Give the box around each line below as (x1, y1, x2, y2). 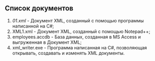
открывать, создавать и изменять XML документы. (12, 50, 125, 56)
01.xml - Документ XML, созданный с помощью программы (12, 17, 144, 23)
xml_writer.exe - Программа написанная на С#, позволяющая (12, 44, 147, 50)
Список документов (5, 4, 74, 13)
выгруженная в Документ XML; (12, 39, 82, 45)
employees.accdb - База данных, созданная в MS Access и (12, 34, 141, 40)
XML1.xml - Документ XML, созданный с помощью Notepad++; (12, 28, 150, 35)
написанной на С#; (12, 23, 54, 29)
